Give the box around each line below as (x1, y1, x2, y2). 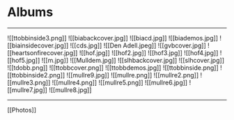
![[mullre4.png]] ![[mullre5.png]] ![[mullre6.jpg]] (52, 78, 188, 87)
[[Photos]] (7, 105, 37, 114)
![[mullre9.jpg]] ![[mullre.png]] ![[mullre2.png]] (66, 70, 199, 79)
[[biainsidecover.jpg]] (7, 41, 69, 50)
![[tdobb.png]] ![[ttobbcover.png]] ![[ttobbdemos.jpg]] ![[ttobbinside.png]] (7, 63, 219, 72)
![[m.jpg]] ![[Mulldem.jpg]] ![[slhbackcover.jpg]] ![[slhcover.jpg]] (41, 56, 225, 64)
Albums (7, 4, 54, 20)
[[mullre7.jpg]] (7, 85, 47, 94)
